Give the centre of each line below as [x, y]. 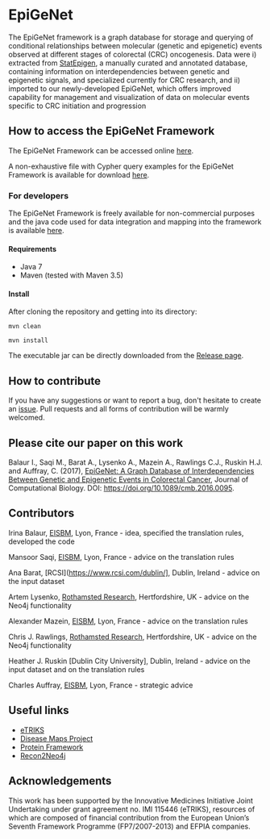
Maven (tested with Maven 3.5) [71, 275]
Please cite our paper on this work [96, 442]
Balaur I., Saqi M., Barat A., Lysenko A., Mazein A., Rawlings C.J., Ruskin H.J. [135, 462]
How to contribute [55, 381]
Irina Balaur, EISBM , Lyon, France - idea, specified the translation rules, [126, 532]
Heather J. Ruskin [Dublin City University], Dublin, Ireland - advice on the [130, 661]
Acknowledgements [60, 781]
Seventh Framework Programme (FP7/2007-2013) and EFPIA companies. [130, 826]
